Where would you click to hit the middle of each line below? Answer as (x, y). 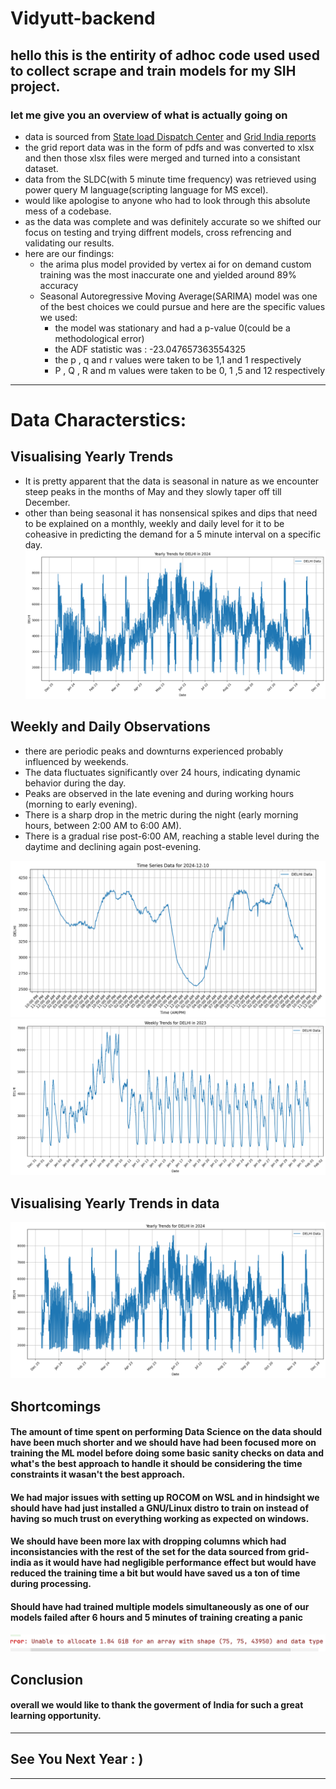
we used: (58, 317)
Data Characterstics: (98, 420)
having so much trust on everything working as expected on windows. (160, 1518)
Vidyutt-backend (83, 18)
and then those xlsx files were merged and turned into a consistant (162, 158)
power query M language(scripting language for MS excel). (146, 189)
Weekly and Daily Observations (110, 727)
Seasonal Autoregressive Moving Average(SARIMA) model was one (178, 296)
